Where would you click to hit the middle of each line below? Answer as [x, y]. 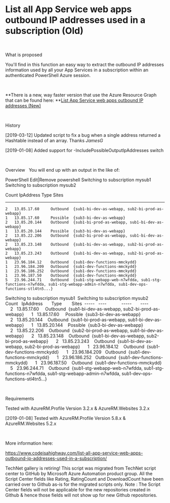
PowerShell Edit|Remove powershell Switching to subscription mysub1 [78, 180]
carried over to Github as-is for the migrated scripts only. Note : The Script [83, 484]
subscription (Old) [44, 31]
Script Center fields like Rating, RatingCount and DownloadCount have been [84, 479]
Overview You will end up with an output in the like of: [62, 170]
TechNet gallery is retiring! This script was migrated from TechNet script [81, 468]
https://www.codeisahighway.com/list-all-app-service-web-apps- [74, 453]
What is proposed [24, 55]
